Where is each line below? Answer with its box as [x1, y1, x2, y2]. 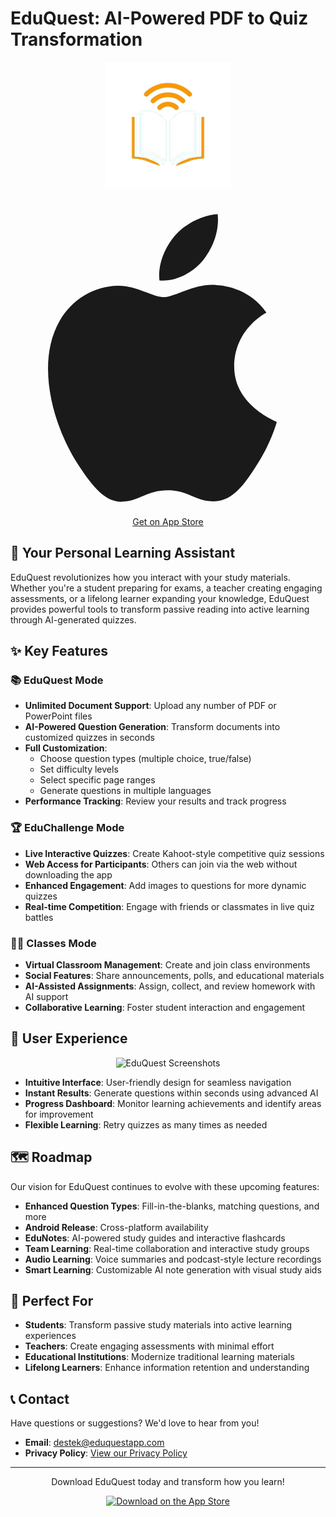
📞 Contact [10, 1390, 70, 1407]
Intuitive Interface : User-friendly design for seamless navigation [24, 1076, 292, 1088]
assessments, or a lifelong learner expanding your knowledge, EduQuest [10, 592, 310, 604]
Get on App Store [132, 515, 204, 527]
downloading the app [24, 868, 113, 881]
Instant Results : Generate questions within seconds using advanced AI [24, 1087, 319, 1099]
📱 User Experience [10, 1030, 128, 1047]
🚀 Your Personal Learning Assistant [10, 545, 236, 562]
